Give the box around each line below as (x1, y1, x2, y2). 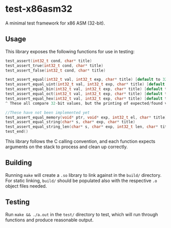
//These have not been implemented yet (5, 110, 90, 115)
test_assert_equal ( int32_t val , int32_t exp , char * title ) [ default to (5, 77, 160, 82)
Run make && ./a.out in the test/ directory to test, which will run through (5, 211, 158, 217)
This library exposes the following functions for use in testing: (5, 48, 135, 54)
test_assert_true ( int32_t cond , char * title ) (5, 63, 103, 68)
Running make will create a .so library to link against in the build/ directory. (5, 172, 162, 178)
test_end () (5, 129, 28, 134)
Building (5, 158, 32, 167)
